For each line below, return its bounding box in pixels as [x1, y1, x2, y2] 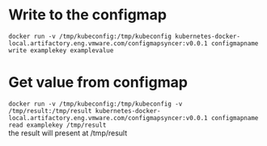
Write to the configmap [8, 6, 167, 24]
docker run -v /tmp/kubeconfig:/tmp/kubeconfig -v [8, 99, 183, 108]
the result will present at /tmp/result [8, 127, 128, 138]
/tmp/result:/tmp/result [8, 106, 92, 115]
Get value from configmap [8, 73, 189, 92]
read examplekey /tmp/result [8, 121, 107, 129]
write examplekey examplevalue [8, 46, 114, 54]
